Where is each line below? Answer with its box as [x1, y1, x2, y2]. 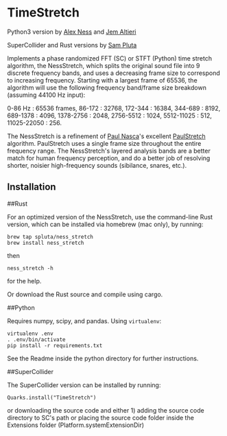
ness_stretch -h [7, 265, 53, 272]
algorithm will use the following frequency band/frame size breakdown [7, 83, 207, 91]
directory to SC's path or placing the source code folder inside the [7, 413, 194, 422]
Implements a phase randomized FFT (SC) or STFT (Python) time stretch [7, 54, 213, 63]
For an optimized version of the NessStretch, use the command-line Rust [7, 212, 213, 221]
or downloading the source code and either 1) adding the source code [7, 406, 204, 414]
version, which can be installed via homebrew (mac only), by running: [7, 220, 204, 228]
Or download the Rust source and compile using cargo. [7, 290, 163, 298]
